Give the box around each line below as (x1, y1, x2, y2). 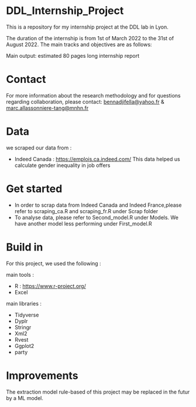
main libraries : (6, 300, 42, 307)
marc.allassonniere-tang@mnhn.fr (6, 104, 89, 112)
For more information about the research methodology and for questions (6, 92, 181, 99)
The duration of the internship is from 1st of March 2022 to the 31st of (6, 34, 174, 41)
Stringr (14, 323, 32, 331)
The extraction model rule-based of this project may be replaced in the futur (6, 388, 190, 395)
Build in (6, 241, 43, 253)
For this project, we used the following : (6, 260, 101, 267)
